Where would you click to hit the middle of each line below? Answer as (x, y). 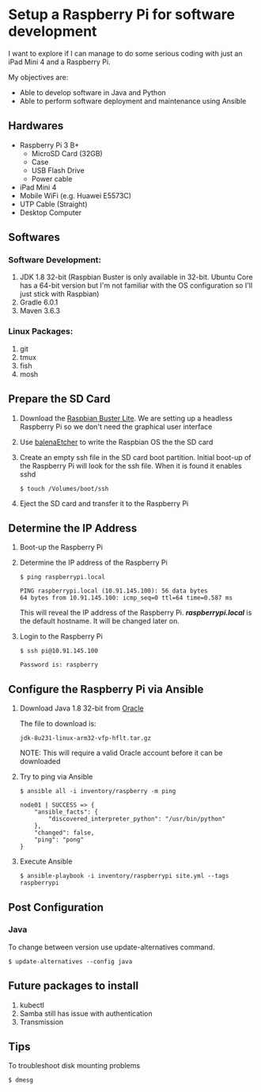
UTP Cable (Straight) (54, 204)
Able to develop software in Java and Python (93, 92)
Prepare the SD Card (59, 399)
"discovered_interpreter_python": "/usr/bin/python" (137, 819)
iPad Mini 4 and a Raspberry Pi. (59, 62)
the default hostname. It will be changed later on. (100, 621)
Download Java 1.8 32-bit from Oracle (81, 708)
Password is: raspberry (59, 665)
